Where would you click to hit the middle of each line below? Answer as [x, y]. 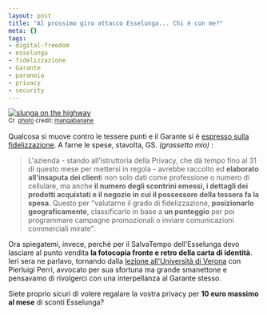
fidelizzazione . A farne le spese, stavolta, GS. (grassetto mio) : [111, 145]
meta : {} [23, 30]
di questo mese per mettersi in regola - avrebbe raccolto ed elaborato [143, 169]
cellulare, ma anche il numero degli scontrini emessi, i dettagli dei [138, 186]
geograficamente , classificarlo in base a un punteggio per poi [131, 212]
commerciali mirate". [62, 228]
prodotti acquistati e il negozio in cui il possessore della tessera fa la [143, 195]
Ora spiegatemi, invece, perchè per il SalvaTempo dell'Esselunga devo [124, 244]
